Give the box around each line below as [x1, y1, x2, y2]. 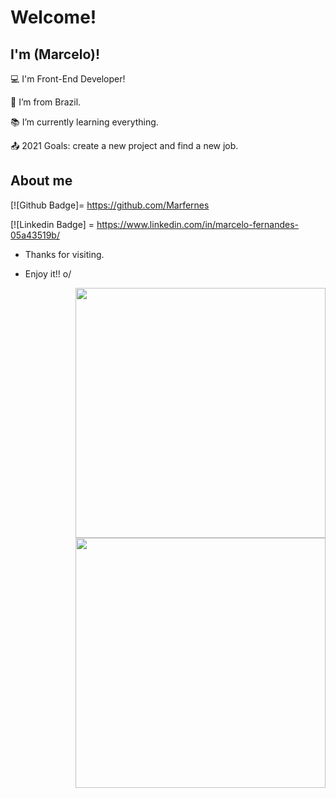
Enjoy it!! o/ [24, 267, 72, 280]
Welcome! [10, 6, 97, 29]
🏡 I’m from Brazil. [10, 96, 82, 108]
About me [10, 172, 73, 190]
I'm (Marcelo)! [10, 46, 101, 63]
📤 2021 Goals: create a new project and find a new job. [10, 140, 239, 151]
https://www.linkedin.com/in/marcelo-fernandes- [96, 218, 300, 230]
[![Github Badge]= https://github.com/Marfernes [10, 199, 210, 211]
